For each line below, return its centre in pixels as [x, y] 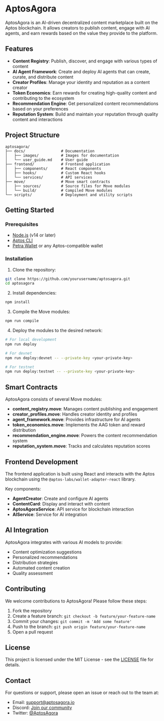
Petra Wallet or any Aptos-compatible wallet [58, 246]
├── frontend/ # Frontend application [58, 164]
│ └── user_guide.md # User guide [47, 160]
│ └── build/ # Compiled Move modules [59, 190]
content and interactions [37, 119]
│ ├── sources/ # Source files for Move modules [68, 186]
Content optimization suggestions [47, 552]
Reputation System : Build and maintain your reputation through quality [85, 114]
